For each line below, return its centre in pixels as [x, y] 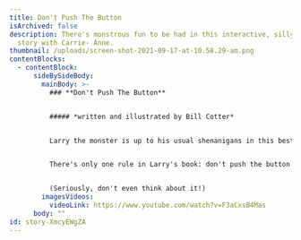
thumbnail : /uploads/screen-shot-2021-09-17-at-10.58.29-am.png [132, 51]
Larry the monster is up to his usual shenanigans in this [162, 141]
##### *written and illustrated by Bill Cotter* [142, 116]
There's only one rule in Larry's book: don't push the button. [172, 165]
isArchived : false [43, 26]
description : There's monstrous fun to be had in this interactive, [140, 34]
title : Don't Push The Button [66, 17]
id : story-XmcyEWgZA [48, 222]
